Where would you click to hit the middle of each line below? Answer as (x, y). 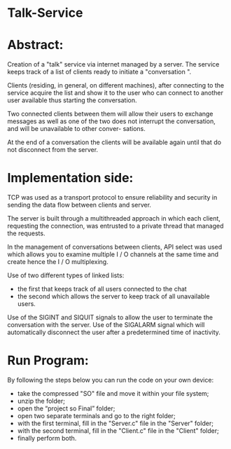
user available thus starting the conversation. (72, 100)
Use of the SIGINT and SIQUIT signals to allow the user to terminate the (110, 317)
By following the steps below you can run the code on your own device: (111, 380)
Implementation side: (70, 178)
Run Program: (48, 360)
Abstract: (35, 45)
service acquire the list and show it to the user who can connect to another (115, 93)
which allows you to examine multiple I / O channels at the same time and (113, 254)
